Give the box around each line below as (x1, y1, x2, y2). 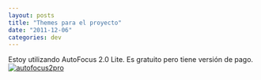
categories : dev (8, 33, 62, 42)
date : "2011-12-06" (8, 26, 73, 34)
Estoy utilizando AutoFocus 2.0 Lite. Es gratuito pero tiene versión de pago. (8, 55, 254, 64)
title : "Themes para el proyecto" (8, 19, 123, 27)
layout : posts (8, 11, 55, 20)
